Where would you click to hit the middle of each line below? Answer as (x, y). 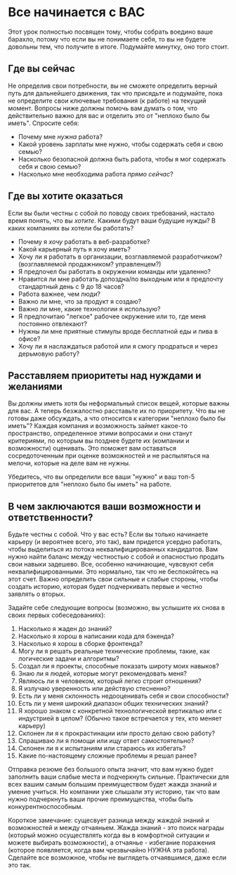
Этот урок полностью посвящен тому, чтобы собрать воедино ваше (111, 32)
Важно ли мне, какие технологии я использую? (89, 309)
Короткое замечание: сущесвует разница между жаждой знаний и (109, 820)
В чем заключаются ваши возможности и (104, 506)
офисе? (29, 339)
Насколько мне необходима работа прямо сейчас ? (96, 174)
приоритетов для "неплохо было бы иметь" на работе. (90, 484)
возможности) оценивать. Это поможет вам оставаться (92, 448)
